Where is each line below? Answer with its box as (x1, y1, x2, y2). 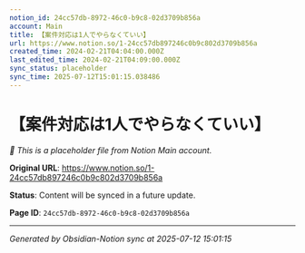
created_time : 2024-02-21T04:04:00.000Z (9, 47, 165, 56)
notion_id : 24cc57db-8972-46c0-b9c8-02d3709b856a (9, 13, 202, 23)
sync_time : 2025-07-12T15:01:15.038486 (9, 73, 161, 82)
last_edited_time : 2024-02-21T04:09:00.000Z (9, 55, 181, 64)
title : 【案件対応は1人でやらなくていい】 (9, 30, 151, 39)
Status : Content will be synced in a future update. (9, 190, 196, 200)
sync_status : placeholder (9, 64, 107, 73)
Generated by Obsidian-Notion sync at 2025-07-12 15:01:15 (9, 233, 232, 244)
